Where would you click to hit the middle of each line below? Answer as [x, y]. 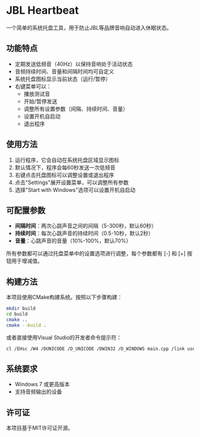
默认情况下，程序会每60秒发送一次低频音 [65, 167]
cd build [17, 314]
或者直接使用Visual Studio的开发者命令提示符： [64, 337]
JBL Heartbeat [43, 10]
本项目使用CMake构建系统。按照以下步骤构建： [65, 297]
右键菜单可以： [33, 86]
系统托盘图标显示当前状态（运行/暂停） [63, 79]
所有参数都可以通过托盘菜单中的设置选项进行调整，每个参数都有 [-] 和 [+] [96, 253]
